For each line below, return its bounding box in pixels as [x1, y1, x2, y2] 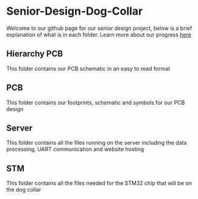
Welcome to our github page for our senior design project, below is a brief [6, 24, 193, 32]
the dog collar [6, 186, 41, 194]
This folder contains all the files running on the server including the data [6, 139, 187, 147]
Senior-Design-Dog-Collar [6, 4, 143, 18]
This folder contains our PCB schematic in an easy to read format [6, 65, 171, 72]
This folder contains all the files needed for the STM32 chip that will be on [6, 179, 192, 187]
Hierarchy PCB [6, 49, 63, 59]
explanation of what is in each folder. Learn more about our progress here [6, 31, 192, 38]
